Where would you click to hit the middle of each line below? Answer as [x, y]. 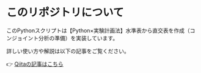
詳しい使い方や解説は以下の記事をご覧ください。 [68, 51]
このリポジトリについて [65, 12]
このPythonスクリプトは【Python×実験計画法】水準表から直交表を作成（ [98, 30]
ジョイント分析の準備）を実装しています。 [65, 38]
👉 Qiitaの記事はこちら [35, 64]
